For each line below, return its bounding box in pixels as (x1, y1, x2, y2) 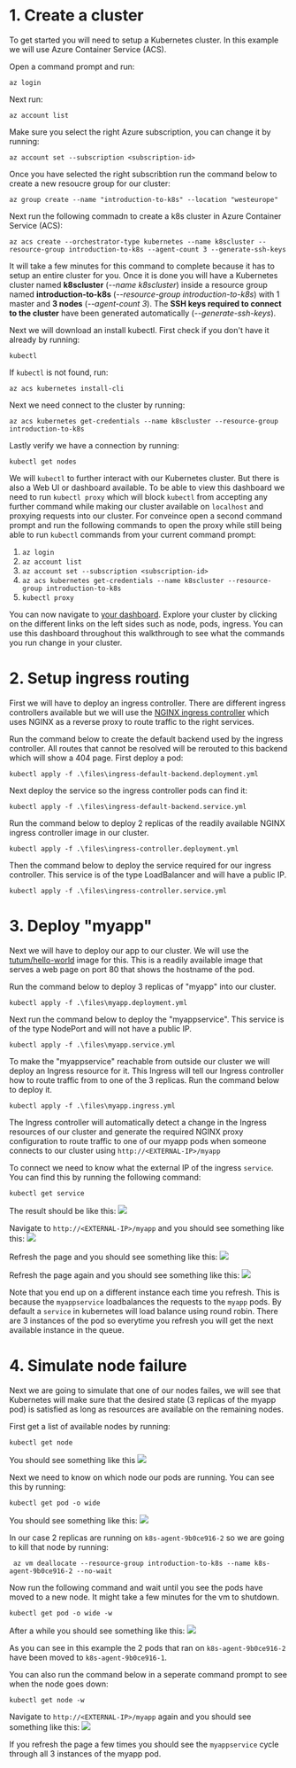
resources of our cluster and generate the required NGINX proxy (9, 1126, 244, 1137)
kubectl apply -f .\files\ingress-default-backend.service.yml (9, 802, 247, 811)
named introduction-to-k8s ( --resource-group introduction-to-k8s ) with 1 (9, 289, 280, 300)
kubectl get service (9, 1188, 86, 1197)
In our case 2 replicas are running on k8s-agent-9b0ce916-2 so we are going (9, 1532, 285, 1543)
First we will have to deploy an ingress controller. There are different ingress (9, 697, 286, 708)
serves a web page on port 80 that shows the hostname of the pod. (9, 963, 255, 975)
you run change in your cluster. (9, 637, 123, 648)
